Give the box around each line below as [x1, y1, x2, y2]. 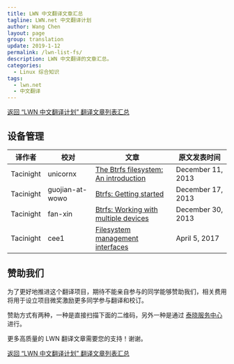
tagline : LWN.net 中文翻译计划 [7, 17, 92, 24]
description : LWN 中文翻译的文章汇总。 [7, 56, 113, 63]
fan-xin [47, 209, 73, 219]
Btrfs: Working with [95, 205, 158, 214]
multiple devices [95, 213, 149, 223]
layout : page [7, 29, 45, 37]
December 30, [175, 205, 224, 214]
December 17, [175, 184, 224, 194]
